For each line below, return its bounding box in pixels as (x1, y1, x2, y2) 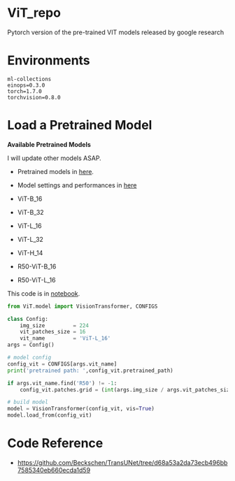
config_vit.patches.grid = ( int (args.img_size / (20, 386, 164, 393)
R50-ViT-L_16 (17, 275, 56, 284)
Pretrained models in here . (17, 167, 94, 175)
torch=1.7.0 (7, 87, 42, 95)
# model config (7, 354, 52, 361)
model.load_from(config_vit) (7, 412, 92, 419)
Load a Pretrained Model (7, 117, 152, 134)
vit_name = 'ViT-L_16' (20, 335, 111, 342)
